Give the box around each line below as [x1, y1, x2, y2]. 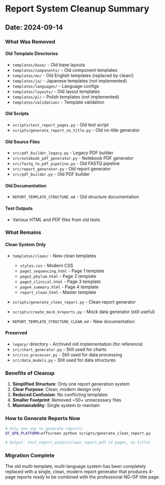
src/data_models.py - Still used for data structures [12, 357, 116, 363]
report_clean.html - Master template [19, 289, 96, 295]
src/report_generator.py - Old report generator [12, 166, 111, 172]
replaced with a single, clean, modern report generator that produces [5, 468, 148, 475]
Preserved [5, 330, 27, 336]
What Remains [5, 229, 41, 236]
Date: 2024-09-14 [5, 23, 63, 32]
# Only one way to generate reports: [5, 426, 84, 431]
